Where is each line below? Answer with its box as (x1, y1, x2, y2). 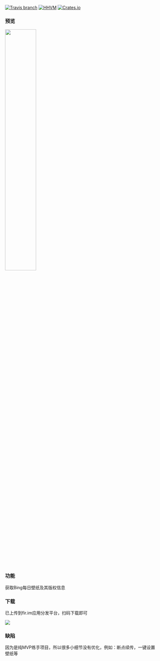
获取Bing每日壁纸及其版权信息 (5, 584, 66, 590)
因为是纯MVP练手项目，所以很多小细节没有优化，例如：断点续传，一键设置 (5, 644, 156, 650)
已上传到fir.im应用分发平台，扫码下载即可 (5, 610, 88, 616)
